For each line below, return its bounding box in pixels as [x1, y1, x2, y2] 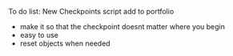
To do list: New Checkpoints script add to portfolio [8, 7, 175, 16]
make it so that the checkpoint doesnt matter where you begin [19, 22, 226, 31]
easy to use [19, 31, 58, 39]
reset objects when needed [19, 39, 110, 48]
